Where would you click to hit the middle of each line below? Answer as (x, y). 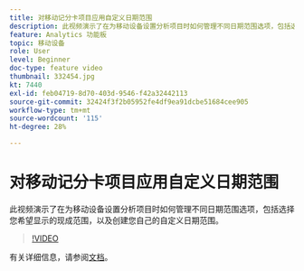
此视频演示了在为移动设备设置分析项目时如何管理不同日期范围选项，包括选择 (152, 209)
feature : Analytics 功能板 (58, 34)
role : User (30, 51)
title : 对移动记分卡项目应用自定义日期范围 (81, 18)
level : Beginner (40, 60)
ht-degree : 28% (38, 127)
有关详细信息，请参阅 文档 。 (61, 257)
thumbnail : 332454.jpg (52, 77)
